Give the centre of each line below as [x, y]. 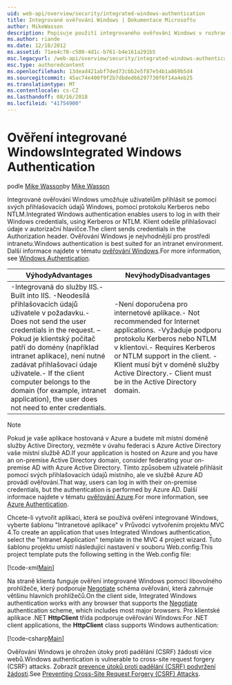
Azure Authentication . [38, 504]
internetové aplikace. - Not [157, 313]
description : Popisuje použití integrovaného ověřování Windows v [105, 33]
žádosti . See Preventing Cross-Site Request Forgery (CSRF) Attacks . [104, 673]
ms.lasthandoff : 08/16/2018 [48, 97]
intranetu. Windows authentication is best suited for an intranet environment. [115, 243]
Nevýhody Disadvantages [168, 275]
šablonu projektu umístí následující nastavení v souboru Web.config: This [110, 547]
